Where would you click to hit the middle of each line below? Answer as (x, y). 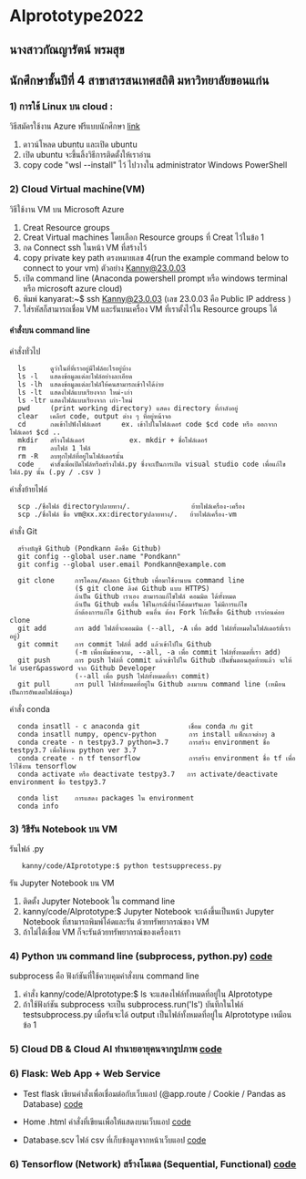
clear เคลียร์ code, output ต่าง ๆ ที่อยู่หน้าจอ (94, 416)
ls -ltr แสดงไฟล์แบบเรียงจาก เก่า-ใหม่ (75, 400)
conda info (38, 806)
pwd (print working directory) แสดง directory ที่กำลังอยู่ (128, 408)
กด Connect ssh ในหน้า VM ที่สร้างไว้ (85, 247)
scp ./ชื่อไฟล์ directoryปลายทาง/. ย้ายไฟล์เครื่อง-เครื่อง (132, 506)
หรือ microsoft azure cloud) (72, 288)
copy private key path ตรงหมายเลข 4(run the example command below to (156, 257)
